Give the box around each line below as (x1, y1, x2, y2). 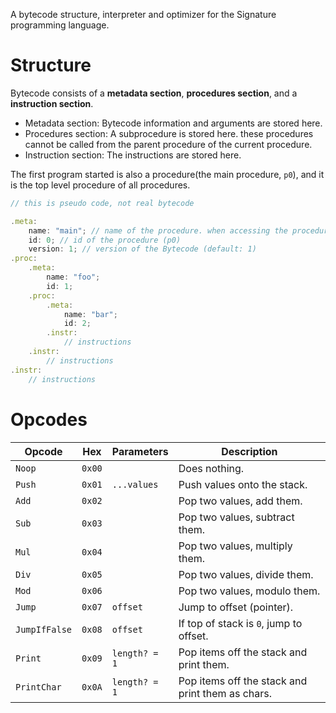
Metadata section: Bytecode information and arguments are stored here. (24, 117, 323, 129)
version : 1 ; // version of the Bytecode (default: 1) (28, 244, 257, 254)
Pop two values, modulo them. (178, 584, 321, 598)
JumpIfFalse (15, 624, 73, 635)
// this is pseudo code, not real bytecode (10, 198, 195, 208)
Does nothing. (178, 461, 245, 475)
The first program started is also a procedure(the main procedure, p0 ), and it (10, 168, 325, 180)
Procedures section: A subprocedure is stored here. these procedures (24, 127, 314, 139)
